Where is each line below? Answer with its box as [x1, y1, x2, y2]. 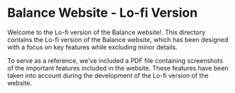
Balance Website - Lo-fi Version [7, 5, 198, 21]
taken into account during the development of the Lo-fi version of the [7, 71, 209, 80]
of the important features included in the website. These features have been [7, 64, 229, 72]
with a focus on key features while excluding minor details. [7, 43, 178, 51]
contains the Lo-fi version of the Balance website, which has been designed [7, 35, 229, 43]
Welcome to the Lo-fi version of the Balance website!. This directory [7, 28, 206, 36]
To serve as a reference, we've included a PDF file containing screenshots [7, 56, 224, 64]
